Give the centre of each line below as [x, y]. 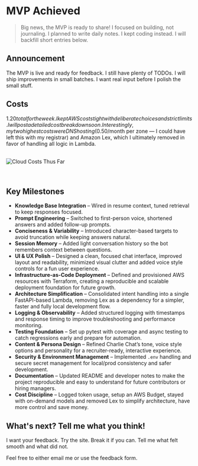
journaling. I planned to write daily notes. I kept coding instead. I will [103, 33]
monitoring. [29, 325]
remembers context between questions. [63, 250]
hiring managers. [35, 388]
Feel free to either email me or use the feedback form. [72, 458]
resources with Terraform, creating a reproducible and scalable [92, 281]
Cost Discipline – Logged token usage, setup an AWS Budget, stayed [99, 395]
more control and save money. [52, 407]
